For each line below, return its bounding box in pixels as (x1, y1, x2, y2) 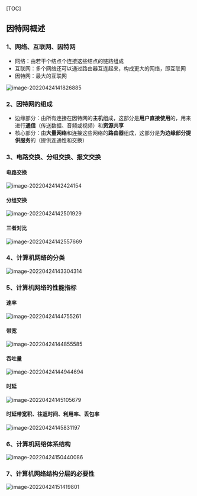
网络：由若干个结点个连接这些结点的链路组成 (14, 57, 124, 65)
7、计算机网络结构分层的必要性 (6, 469, 95, 478)
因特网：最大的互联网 (14, 72, 67, 79)
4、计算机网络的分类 (6, 254, 65, 262)
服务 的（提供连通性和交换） (20, 136, 88, 144)
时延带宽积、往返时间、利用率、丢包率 (6, 411, 99, 418)
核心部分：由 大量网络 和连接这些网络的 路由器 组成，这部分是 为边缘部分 (14, 129, 186, 136)
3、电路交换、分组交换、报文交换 (6, 153, 101, 161)
